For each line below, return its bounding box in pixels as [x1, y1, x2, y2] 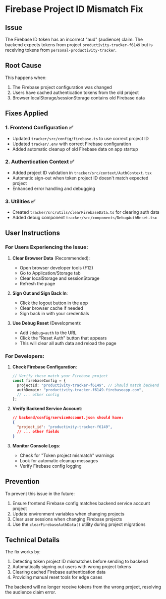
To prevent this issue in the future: [5, 491, 75, 497]
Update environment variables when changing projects [12, 511, 125, 516]
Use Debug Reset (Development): [12, 320, 82, 326]
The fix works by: [5, 549, 41, 555]
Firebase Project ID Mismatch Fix [5, 3, 143, 15]
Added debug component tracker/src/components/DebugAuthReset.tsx [12, 215, 157, 221]
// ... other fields [17, 429, 59, 434]
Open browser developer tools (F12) [19, 264, 93, 270]
